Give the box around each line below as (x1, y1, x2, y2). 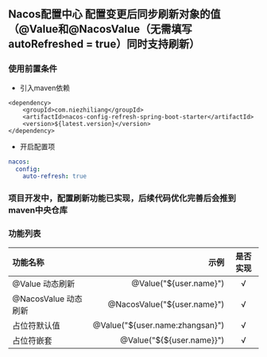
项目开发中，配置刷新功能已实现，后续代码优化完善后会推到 (8, 193, 237, 204)
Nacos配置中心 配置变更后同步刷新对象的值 (8, 7, 221, 22)
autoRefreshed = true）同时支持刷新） (8, 37, 200, 51)
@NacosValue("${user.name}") (107, 298, 225, 309)
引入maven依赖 (19, 83, 70, 92)
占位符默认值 (12, 320, 61, 331)
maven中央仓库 (8, 205, 68, 216)
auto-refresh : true (22, 172, 87, 181)
